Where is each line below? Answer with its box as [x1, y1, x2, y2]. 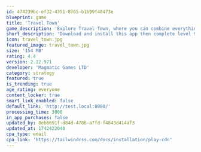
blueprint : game [6, 14, 47, 20]
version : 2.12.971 [6, 59, 52, 65]
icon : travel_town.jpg [6, 37, 63, 42]
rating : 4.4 [6, 53, 36, 59]
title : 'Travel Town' [6, 20, 60, 26]
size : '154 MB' [6, 48, 44, 54]
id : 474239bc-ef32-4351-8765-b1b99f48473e [6, 8, 114, 15]
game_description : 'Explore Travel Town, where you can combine [6, 25, 170, 32]
